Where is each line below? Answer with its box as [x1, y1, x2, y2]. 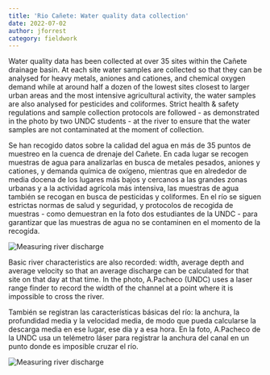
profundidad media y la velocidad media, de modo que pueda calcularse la [8, 316, 256, 326]
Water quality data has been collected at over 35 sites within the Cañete [8, 56, 247, 66]
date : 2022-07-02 [8, 19, 67, 27]
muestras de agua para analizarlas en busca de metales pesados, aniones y [8, 158, 260, 168]
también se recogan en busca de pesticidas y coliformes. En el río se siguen [8, 192, 262, 202]
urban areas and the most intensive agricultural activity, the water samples [8, 90, 256, 101]
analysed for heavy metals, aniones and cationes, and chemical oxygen [8, 73, 246, 83]
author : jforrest [8, 27, 67, 35]
